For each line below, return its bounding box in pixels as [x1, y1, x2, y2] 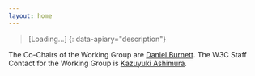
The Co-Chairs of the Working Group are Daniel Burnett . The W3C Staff [8, 49, 247, 59]
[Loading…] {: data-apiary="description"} [28, 34, 167, 44]
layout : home [8, 11, 53, 20]
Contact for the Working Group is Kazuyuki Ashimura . [8, 58, 188, 68]
